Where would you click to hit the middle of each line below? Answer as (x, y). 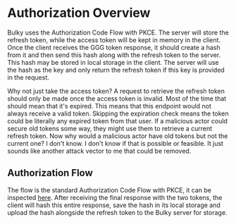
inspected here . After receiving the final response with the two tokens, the (115, 197)
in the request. (28, 77)
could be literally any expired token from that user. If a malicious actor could (117, 120)
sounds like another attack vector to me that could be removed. (99, 151)
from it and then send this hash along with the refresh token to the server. (114, 55)
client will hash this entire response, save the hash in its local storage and (114, 205)
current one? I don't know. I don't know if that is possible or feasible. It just (116, 143)
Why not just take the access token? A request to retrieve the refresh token (116, 91)
